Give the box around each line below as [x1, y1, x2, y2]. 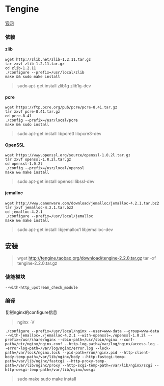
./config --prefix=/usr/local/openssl [5, 166, 84, 171]
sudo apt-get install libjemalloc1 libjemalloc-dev [17, 227, 113, 232]
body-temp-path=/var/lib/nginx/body [5, 355, 80, 360]
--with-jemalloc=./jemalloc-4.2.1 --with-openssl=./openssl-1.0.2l [5, 333, 146, 338]
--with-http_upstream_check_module [5, 285, 78, 290]
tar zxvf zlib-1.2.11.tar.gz [5, 61, 65, 67]
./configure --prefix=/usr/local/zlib [5, 70, 84, 75]
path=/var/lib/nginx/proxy [5, 363, 60, 368]
